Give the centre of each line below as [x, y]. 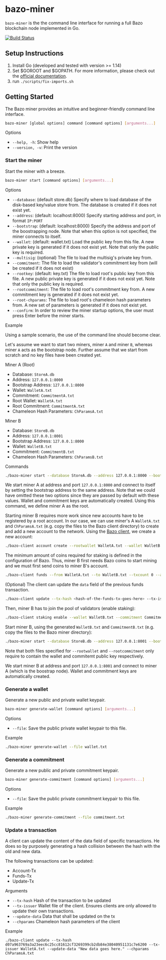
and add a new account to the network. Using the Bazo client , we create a [80, 531]
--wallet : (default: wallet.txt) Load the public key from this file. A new [83, 241]
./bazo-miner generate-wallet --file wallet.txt [56, 747]
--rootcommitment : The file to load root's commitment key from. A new [83, 289]
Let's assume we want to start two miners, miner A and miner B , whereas [79, 344]
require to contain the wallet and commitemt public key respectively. [75, 656]
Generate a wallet [27, 689]
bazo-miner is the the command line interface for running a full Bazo [74, 23]
